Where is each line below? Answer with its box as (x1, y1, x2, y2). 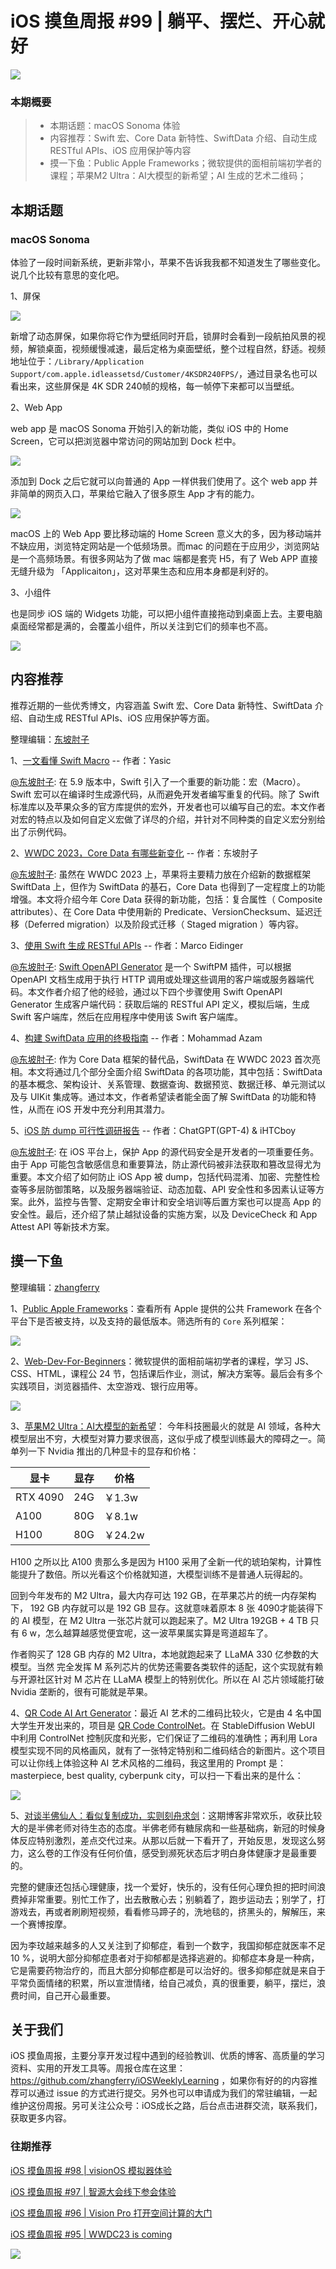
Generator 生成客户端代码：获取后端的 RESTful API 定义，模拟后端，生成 (10, 998, 310, 1010)
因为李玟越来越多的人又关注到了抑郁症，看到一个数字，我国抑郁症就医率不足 (10, 1939, 326, 1951)
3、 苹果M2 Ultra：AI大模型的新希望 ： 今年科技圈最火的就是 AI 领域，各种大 (10, 1420, 322, 1432)
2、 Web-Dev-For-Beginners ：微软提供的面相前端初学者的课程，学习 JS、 (10, 1355, 315, 1367)
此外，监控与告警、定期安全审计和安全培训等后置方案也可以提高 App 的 (27, 1195, 322, 1207)
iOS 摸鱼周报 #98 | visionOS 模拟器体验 (10, 2164, 173, 2176)
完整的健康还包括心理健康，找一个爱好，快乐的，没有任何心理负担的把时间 (10, 1880, 317, 1892)
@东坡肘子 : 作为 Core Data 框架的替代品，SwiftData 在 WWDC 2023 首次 (10, 1053, 312, 1065)
